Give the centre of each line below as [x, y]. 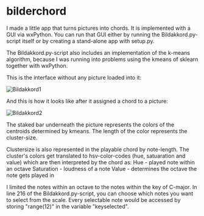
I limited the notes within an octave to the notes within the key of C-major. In [102, 187]
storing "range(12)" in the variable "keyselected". [68, 206]
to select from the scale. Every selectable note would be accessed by [93, 200]
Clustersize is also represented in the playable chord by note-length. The [98, 149]
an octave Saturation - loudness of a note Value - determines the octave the [102, 169]
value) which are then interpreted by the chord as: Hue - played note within [100, 162]
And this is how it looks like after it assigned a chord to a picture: [87, 101]
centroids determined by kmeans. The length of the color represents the [97, 131]
